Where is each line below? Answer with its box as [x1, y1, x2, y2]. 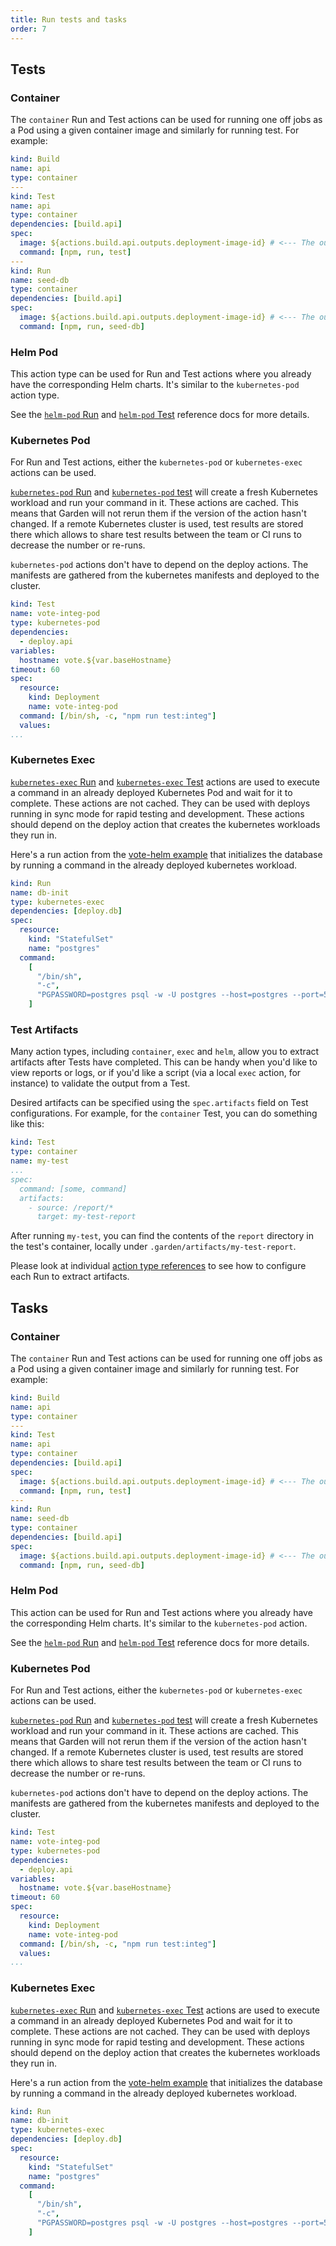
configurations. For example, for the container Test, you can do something [10, 1107, 318, 1120]
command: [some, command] [19, 1184, 128, 1194]
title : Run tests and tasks [10, 14, 128, 25]
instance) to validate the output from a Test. [10, 1077, 191, 1090]
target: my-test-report [36, 1212, 137, 1222]
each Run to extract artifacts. [10, 1271, 130, 1283]
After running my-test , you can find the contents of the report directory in [10, 1230, 314, 1242]
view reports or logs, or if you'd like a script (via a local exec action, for [10, 1067, 302, 1079]
